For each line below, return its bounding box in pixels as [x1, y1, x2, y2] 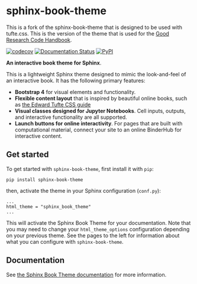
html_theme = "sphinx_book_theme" [6, 204, 92, 209]
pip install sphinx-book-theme [6, 176, 83, 183]
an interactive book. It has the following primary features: [6, 77, 146, 84]
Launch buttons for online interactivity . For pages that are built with [14, 120, 183, 127]
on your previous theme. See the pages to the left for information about [6, 232, 180, 239]
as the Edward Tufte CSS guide [14, 101, 91, 108]
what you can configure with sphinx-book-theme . [6, 238, 124, 245]
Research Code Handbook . [6, 36, 72, 43]
